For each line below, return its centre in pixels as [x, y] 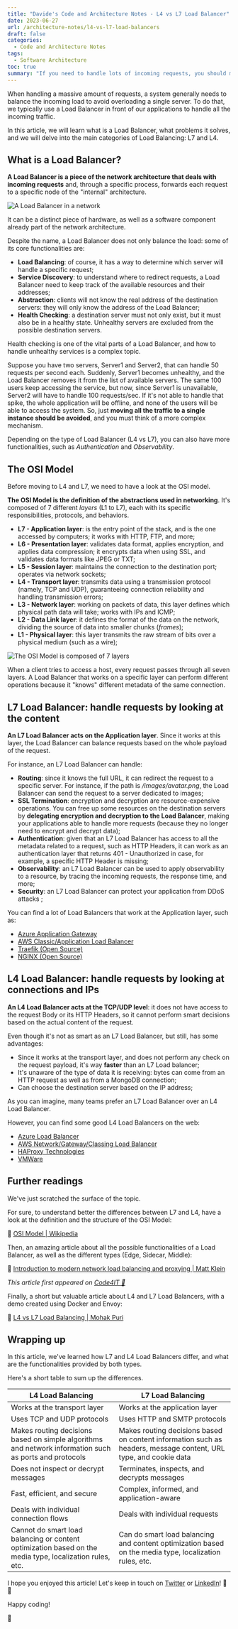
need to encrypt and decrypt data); [69, 830]
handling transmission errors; [61, 597]
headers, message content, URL [172, 1449]
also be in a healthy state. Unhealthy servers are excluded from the [115, 323]
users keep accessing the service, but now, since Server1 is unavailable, [113, 388]
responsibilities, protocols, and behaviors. [68, 515]
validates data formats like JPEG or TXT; [76, 559]
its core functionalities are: [46, 249]
